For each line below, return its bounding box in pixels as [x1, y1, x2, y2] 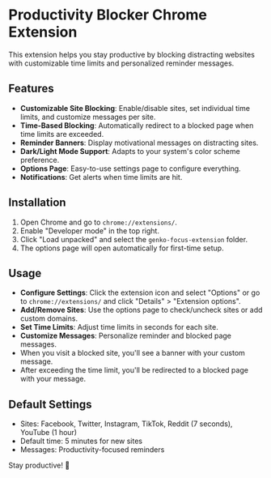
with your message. [19, 374, 87, 384]
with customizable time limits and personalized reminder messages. [8, 58, 235, 68]
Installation [8, 196, 66, 210]
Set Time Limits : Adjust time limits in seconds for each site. [19, 322, 218, 332]
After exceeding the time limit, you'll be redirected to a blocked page [19, 365, 249, 375]
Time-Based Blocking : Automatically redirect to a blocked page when [19, 120, 254, 130]
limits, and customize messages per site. [19, 112, 156, 122]
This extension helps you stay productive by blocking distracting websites [8, 49, 255, 59]
